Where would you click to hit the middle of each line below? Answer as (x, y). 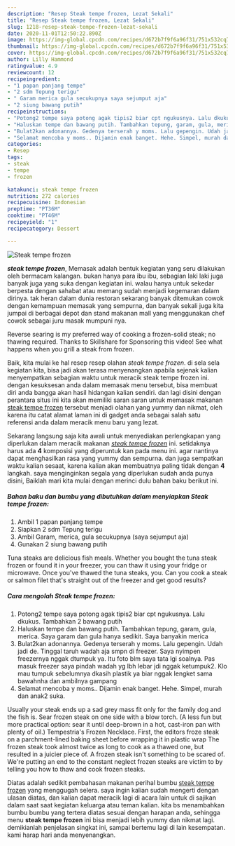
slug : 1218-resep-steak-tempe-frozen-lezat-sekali (83, 27)
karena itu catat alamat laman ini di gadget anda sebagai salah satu (104, 415)
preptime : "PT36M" (34, 209)
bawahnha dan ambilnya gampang (67, 680)
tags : (15, 157)
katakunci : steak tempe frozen (53, 189)
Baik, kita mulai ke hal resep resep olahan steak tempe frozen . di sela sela (114, 363)
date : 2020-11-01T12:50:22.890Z (54, 33)
